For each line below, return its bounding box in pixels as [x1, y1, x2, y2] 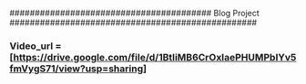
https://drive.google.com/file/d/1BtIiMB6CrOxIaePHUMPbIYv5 [13, 51, 297, 63]
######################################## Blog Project [9, 8, 260, 18]
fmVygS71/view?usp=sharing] [9, 62, 148, 75]
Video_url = [9, 40, 62, 52]
